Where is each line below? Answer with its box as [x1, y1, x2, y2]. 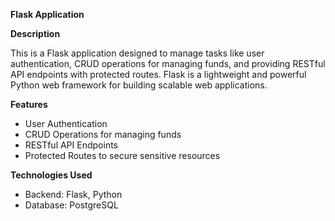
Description [10, 28, 61, 39]
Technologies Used [10, 169, 93, 181]
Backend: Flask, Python [24, 189, 123, 200]
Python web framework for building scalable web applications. [10, 79, 268, 91]
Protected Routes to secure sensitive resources [24, 150, 221, 161]
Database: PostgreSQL [24, 199, 119, 211]
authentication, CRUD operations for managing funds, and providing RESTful [10, 58, 326, 69]
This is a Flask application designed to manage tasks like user [10, 47, 265, 59]
